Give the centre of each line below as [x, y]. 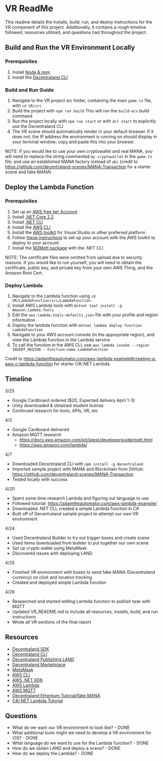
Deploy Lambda [24, 285]
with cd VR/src [27, 106]
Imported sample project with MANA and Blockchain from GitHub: [78, 469]
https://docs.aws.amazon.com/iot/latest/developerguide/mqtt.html [86, 440]
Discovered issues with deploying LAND [52, 553]
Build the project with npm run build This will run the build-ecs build [81, 110]
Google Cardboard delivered [41, 429]
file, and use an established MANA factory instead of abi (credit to [72, 162]
